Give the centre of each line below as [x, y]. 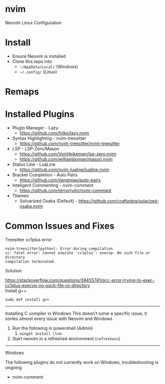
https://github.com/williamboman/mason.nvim [66, 159]
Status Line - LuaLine [34, 164]
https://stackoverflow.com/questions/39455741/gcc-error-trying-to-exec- [80, 280]
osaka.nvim [31, 206]
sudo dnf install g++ [27, 299]
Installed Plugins [40, 114]
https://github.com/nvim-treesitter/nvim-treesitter [70, 143]
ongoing [14, 367]
